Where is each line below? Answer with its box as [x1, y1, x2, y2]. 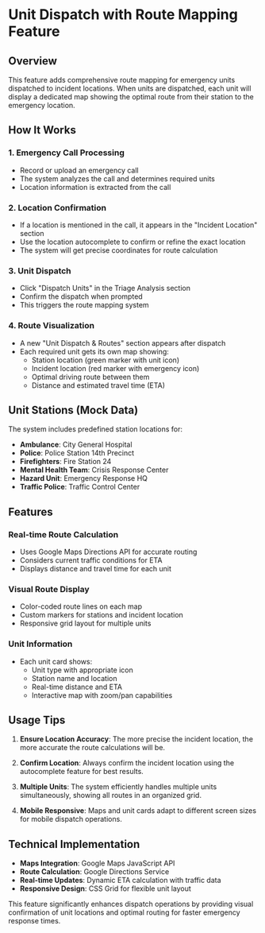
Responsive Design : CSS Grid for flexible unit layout [19, 884, 192, 893]
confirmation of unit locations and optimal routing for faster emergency [8, 908, 240, 917]
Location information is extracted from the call [19, 182, 171, 192]
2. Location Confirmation [8, 202, 107, 213]
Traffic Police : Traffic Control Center [19, 482, 140, 492]
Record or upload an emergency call [19, 165, 139, 175]
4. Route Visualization [8, 320, 95, 331]
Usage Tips [8, 714, 66, 727]
